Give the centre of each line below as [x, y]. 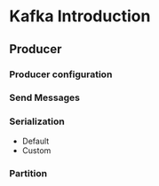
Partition [28, 173]
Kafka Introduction [80, 16]
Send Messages [44, 97]
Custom [36, 150]
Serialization [37, 121]
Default [36, 141]
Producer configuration [61, 74]
